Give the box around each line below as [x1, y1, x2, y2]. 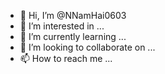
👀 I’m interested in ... [19, 20, 105, 32]
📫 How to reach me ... [19, 53, 113, 64]
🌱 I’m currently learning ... [19, 31, 127, 42]
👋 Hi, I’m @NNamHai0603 [19, 10, 127, 21]
